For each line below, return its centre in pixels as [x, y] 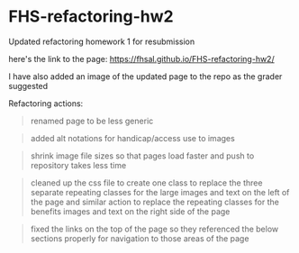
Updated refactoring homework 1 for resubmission [102, 41]
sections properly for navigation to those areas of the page [140, 238]
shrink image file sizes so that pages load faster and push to [142, 156]
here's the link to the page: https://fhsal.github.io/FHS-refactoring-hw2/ [142, 59]
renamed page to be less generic [92, 121]
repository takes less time [78, 165]
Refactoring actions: [46, 103]
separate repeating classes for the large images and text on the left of [160, 192]
